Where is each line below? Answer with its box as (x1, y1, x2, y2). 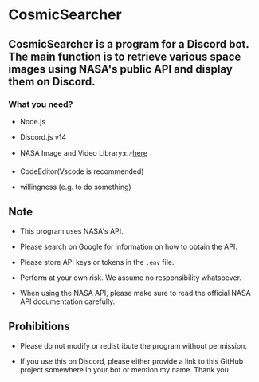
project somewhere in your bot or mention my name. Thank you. (19, 364, 231, 374)
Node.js (19, 116, 46, 126)
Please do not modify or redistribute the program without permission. (19, 341, 247, 350)
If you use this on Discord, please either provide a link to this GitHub (19, 356, 244, 366)
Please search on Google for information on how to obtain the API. (19, 242, 237, 251)
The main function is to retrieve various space (8, 49, 241, 63)
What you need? (8, 98, 73, 109)
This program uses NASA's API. (19, 226, 124, 236)
